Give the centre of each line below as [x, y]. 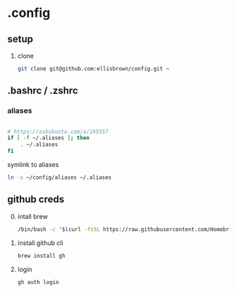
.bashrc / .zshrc [43, 91]
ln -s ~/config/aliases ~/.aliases [60, 177]
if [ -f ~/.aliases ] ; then [49, 138]
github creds [36, 200]
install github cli [40, 243]
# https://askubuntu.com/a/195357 [58, 132]
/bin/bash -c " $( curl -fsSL [59, 229]
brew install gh [41, 256]
